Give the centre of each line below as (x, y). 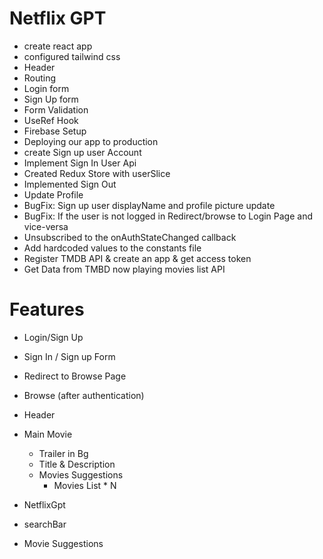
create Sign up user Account (82, 152)
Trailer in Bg (63, 453)
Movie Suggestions (63, 543)
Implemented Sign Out (70, 184)
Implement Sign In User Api (80, 163)
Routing (40, 78)
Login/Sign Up (53, 337)
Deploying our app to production (91, 141)
